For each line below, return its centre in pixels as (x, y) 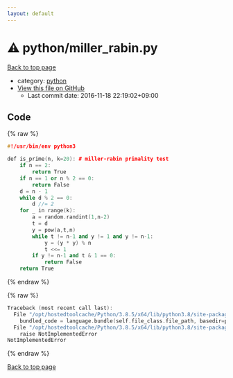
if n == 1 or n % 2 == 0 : (57, 178)
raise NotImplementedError (59, 334)
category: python (42, 80)
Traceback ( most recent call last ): (60, 308)
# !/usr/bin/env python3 (42, 146)
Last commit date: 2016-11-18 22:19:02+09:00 (93, 95)
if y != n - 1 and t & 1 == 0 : (74, 256)
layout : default (31, 14)
